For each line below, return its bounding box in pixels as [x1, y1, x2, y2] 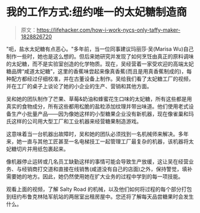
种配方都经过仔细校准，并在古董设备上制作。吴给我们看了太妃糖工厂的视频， [6, 75, 194, 82]
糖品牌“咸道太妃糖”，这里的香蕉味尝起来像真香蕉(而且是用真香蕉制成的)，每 [6, 67, 192, 75]
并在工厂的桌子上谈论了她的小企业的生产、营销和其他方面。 [6, 82, 152, 89]
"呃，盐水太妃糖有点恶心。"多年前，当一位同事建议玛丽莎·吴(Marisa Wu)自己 [6, 45, 194, 53]
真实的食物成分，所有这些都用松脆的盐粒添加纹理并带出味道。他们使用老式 [6, 103, 189, 110]
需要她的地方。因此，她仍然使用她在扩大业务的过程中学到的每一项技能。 [6, 172, 183, 180]
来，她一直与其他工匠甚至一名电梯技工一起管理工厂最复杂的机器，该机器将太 [6, 138, 194, 145]
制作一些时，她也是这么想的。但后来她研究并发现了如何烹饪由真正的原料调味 [6, 53, 194, 60]
